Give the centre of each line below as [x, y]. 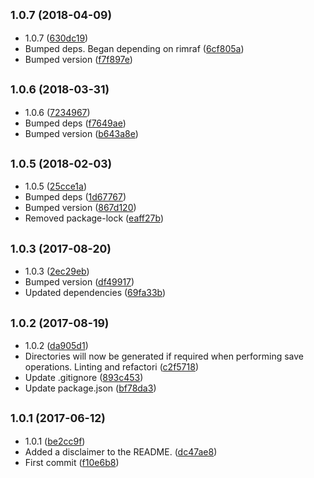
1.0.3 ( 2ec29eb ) [57, 271]
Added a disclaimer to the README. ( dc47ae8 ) [121, 451]
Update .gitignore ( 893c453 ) [84, 378]
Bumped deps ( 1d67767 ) [75, 197]
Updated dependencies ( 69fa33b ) [95, 293]
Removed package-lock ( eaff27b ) [94, 218]
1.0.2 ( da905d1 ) [56, 346]
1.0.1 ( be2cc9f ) [55, 441]
